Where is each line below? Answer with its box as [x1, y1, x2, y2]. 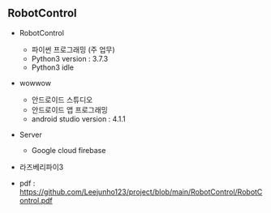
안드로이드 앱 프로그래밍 [31, 104, 109, 114]
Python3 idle [31, 62, 75, 72]
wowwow [19, 78, 52, 87]
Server [19, 130, 42, 139]
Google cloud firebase [31, 145, 106, 155]
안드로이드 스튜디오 [31, 95, 93, 104]
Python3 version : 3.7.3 [31, 53, 109, 63]
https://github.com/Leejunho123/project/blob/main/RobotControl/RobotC [19, 186, 263, 197]
